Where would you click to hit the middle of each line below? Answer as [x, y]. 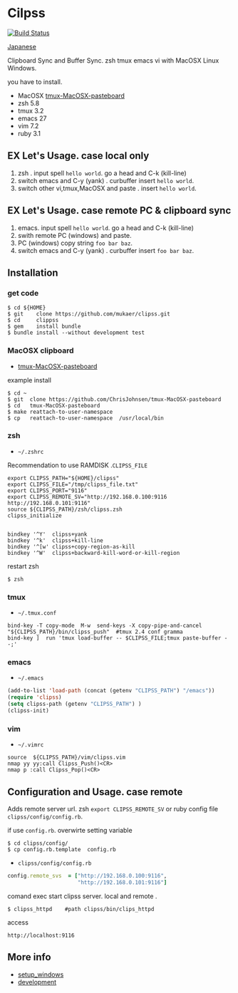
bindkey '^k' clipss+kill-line [55, 540]
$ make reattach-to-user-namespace [60, 412]
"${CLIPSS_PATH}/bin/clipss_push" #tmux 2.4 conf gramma [95, 632]
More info [29, 957]
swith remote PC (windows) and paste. [74, 235]
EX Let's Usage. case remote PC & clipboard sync [119, 210]
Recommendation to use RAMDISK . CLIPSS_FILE [78, 465]
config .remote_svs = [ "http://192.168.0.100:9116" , [87, 876]
